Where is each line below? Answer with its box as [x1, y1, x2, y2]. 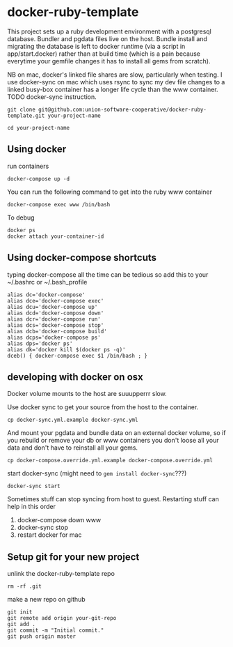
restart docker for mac [17, 531, 82, 539]
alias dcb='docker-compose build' [7, 328, 108, 335]
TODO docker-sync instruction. [7, 92, 97, 101]
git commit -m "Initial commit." [7, 627, 104, 634]
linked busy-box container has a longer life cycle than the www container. [7, 85, 218, 93]
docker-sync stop [17, 524, 68, 532]
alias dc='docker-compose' [7, 291, 86, 298]
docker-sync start [7, 482, 61, 490]
